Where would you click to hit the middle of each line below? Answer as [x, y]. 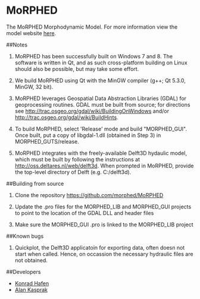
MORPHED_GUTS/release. [47, 141]
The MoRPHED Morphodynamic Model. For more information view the [92, 27]
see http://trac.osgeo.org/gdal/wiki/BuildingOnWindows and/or [92, 111]
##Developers [24, 272]
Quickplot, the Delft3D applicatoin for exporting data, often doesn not [100, 247]
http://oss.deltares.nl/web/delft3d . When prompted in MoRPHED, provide [104, 166]
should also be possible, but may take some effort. [77, 68]
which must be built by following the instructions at [77, 159]
